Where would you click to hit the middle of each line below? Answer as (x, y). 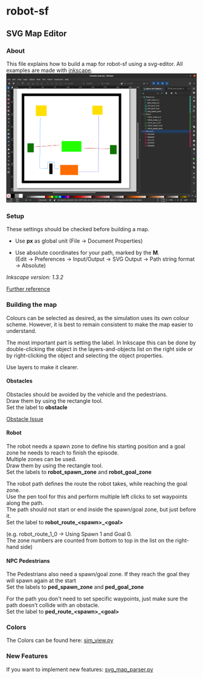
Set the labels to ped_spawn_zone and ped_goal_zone (75, 587)
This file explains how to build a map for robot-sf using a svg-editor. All (95, 64)
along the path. (25, 503)
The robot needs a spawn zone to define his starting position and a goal (96, 446)
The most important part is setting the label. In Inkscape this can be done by (101, 343)
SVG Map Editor (37, 34)
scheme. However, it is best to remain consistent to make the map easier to (100, 324)
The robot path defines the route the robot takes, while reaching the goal (97, 484)
